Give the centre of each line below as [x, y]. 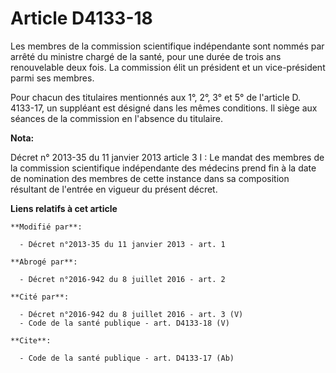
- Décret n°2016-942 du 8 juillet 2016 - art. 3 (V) [131, 314]
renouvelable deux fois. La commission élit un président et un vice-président [168, 67]
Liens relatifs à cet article [64, 208]
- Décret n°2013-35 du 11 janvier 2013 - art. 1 [122, 244]
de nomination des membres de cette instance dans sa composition [150, 178]
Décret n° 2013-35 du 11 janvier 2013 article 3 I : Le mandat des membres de [167, 157]
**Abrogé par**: [44, 262]
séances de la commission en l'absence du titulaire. [117, 118]
